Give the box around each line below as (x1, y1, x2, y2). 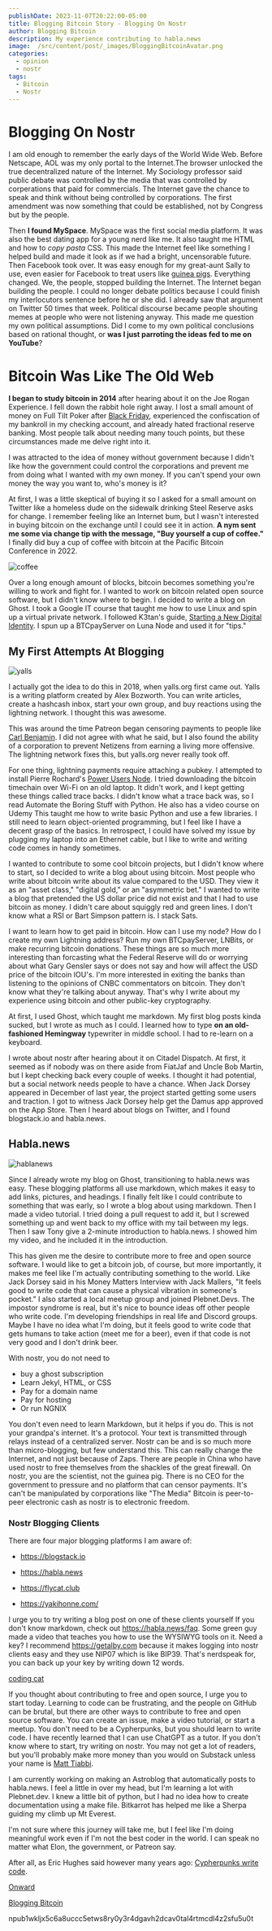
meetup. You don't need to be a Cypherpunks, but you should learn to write (8, 1724, 261, 1734)
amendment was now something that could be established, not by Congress (8, 201, 264, 212)
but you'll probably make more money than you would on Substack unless (8, 1750, 256, 1760)
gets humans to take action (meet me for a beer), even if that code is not (8, 1328, 251, 1339)
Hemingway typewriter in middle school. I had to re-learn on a (44, 1029, 254, 1038)
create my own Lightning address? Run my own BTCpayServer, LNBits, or (8, 935, 254, 945)
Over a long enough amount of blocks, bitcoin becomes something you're (8, 578, 255, 588)
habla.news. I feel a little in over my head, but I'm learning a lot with (8, 1783, 234, 1793)
